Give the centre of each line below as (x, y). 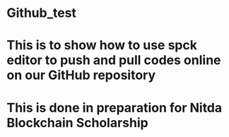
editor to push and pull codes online (114, 60)
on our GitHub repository (81, 75)
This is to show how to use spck (102, 46)
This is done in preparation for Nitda (114, 108)
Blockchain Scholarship (78, 123)
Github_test (42, 13)
